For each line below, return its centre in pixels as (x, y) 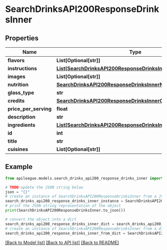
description (22, 117)
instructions (22, 68)
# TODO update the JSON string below (44, 187)
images (17, 77)
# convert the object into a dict (41, 219)
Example (19, 167)
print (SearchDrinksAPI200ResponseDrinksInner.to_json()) (65, 210)
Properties (22, 38)
